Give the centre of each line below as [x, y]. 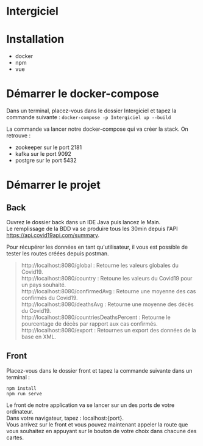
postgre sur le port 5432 [46, 161]
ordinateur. [20, 411]
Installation [35, 39]
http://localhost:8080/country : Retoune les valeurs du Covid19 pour [107, 279]
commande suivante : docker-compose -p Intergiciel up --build [89, 117]
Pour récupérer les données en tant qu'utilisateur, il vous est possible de [97, 247]
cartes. [15, 437]
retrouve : [19, 136]
